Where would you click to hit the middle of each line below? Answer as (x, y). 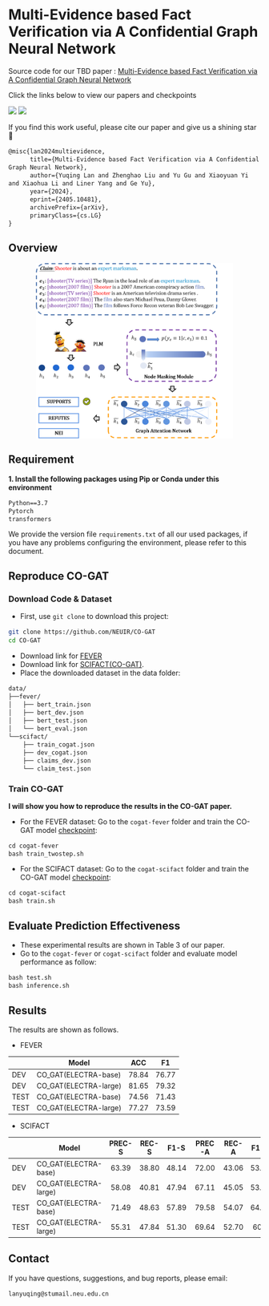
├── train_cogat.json (58, 745)
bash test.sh (30, 978)
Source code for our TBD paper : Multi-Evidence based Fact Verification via (133, 71)
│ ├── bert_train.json (50, 705)
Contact (29, 1259)
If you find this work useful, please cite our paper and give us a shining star (132, 127)
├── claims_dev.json (57, 761)
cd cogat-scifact (37, 893)
